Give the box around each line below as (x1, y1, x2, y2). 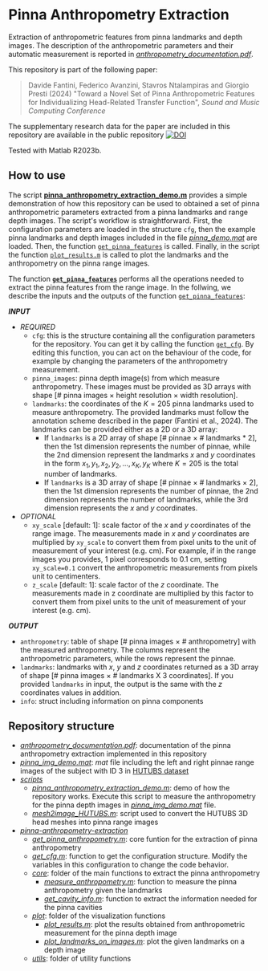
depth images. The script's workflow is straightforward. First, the (8, 215, 223, 225)
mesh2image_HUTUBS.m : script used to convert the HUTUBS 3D (31, 809, 249, 819)
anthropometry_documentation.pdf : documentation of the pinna (19, 741, 231, 750)
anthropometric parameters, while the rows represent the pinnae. (19, 653, 236, 663)
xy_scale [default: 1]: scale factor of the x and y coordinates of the (31, 520, 251, 530)
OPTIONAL (19, 511, 57, 521)
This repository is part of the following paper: (8, 64, 158, 74)
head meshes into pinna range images (31, 817, 159, 827)
